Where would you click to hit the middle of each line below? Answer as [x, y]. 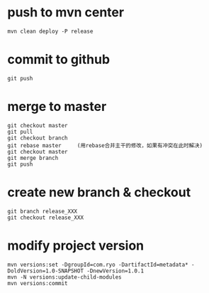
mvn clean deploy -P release [50, 31]
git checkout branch [38, 138]
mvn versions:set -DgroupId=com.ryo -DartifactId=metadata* [98, 265]
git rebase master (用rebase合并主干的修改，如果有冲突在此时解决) [105, 145]
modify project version [75, 245]
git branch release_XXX [43, 211]
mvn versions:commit [38, 283]
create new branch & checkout [99, 192]
